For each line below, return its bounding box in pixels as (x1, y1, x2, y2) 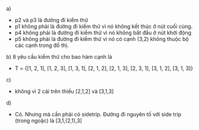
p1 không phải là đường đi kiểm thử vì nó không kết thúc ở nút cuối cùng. (14, 23, 193, 30)
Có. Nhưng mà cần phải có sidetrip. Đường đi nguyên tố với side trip (14, 111, 182, 118)
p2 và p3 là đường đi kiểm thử (14, 17, 89, 23)
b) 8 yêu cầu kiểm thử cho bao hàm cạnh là (6, 53, 112, 60)
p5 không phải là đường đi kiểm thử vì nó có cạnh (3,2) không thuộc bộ (14, 36, 189, 42)
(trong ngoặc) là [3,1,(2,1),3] (14, 117, 82, 124)
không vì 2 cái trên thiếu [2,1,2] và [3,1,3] (14, 88, 114, 94)
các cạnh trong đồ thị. (14, 42, 70, 49)
